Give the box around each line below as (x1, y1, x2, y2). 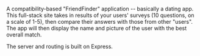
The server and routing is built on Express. (6, 43, 113, 50)
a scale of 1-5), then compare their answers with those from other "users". (6, 18, 193, 25)
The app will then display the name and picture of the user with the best (6, 24, 187, 32)
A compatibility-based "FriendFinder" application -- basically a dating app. (6, 5, 194, 12)
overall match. (6, 31, 42, 38)
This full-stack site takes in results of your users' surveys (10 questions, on (6, 12, 195, 19)
